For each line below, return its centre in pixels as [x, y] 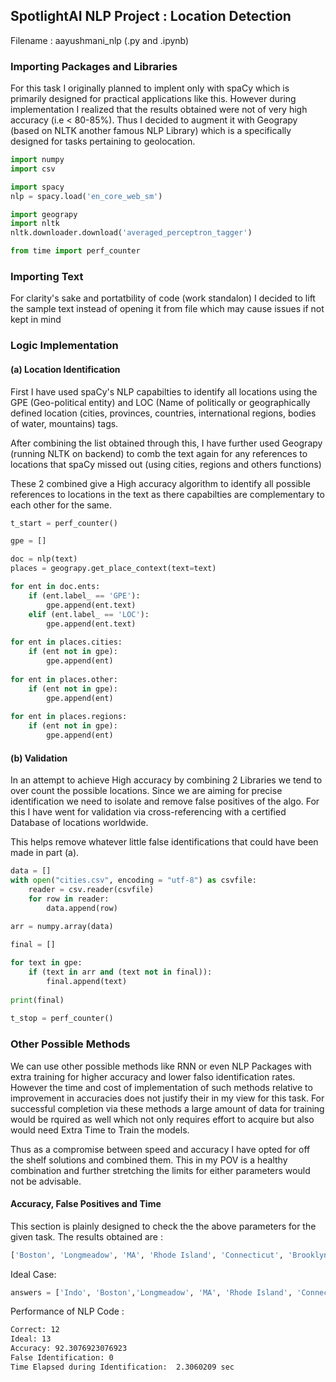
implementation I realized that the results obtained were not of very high [159, 110]
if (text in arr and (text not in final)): [120, 972]
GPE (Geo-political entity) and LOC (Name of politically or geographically [160, 402]
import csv [33, 169]
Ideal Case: [33, 1274]
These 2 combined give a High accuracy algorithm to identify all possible [160, 483]
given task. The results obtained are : [86, 1236]
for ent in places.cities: [66, 642]
